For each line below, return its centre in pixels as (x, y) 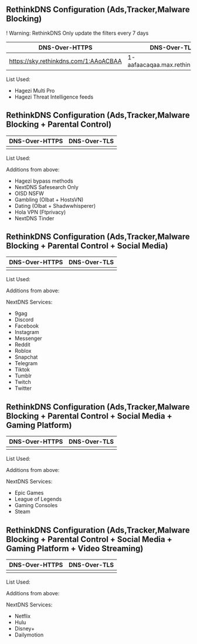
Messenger (28, 338)
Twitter (23, 388)
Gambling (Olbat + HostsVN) (49, 200)
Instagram (27, 332)
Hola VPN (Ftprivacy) (40, 212)
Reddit (22, 345)
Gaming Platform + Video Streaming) (75, 548)
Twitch (23, 382)
